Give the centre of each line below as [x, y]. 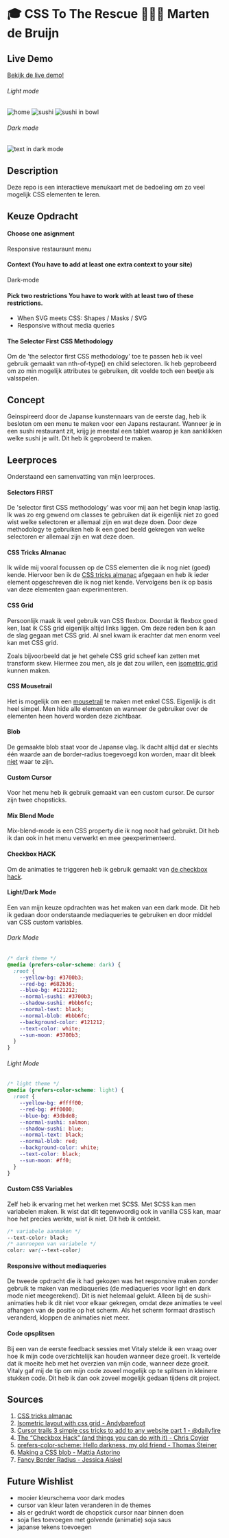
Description [33, 171]
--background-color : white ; [59, 1148]
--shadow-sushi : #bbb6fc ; [57, 1003]
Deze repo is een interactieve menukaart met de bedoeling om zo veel [106, 188]
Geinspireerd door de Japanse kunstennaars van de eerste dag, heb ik [107, 416]
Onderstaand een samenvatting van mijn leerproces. [81, 477]
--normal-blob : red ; [49, 1142]
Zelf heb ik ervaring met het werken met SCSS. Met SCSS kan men [101, 1204]
